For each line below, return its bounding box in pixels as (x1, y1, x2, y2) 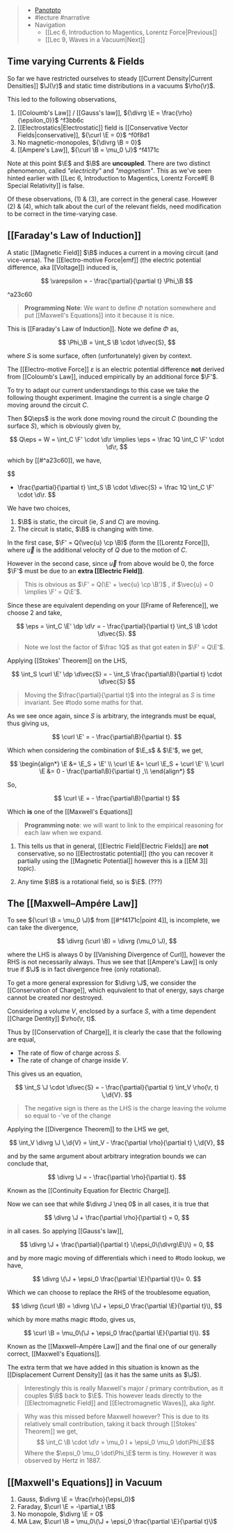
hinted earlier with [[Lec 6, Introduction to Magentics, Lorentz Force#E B (7, 173, 214, 182)
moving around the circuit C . (7, 401, 89, 409)
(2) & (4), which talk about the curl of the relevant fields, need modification (7, 202, 221, 210)
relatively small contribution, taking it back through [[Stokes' (24, 1420, 197, 1428)
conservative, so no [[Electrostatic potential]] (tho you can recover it (17, 849, 214, 858)
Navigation (34, 21, 66, 29)
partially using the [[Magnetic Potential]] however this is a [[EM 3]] (17, 856, 208, 865)
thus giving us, (7, 719, 50, 727)
